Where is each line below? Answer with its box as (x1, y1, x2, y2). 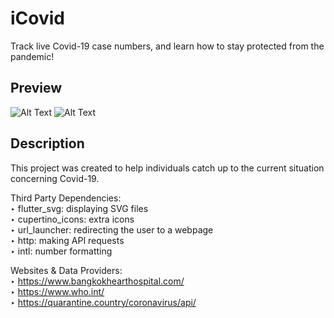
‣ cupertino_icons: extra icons (10, 213, 135, 225)
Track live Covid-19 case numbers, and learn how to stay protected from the (10, 40, 325, 52)
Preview (10, 80, 63, 97)
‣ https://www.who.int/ (10, 285, 105, 297)
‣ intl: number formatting (10, 245, 113, 257)
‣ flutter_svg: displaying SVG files (10, 202, 149, 214)
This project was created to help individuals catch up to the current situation (10, 162, 325, 174)
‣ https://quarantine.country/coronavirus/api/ (10, 296, 197, 308)
